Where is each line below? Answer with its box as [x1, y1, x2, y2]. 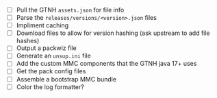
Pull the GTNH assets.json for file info [16, 6, 125, 14]
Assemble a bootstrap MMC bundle [16, 75, 117, 83]
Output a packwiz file [16, 44, 77, 52]
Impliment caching [16, 21, 69, 29]
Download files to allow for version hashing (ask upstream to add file [16, 29, 210, 37]
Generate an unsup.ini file [16, 51, 92, 60]
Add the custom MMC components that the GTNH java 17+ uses [16, 60, 197, 68]
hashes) [16, 37, 40, 45]
